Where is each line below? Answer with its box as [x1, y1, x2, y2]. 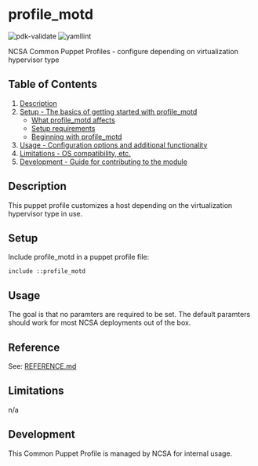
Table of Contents [8, 78, 98, 91]
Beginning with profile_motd [31, 132, 122, 141]
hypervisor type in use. [8, 209, 83, 218]
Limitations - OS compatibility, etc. [19, 148, 131, 158]
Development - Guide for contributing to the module [19, 157, 188, 166]
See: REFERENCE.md [8, 362, 77, 370]
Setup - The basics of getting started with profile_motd [19, 107, 198, 116]
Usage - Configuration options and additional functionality [19, 140, 208, 150]
